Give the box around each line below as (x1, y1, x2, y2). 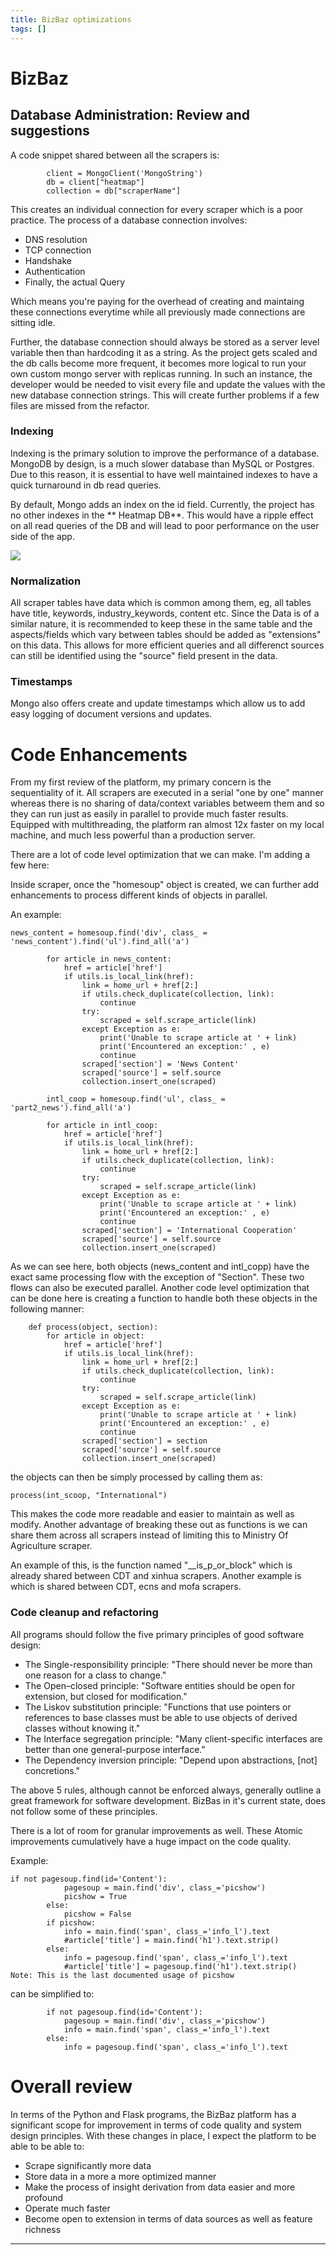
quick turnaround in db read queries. (10, 479, 162, 491)
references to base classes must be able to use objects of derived (24, 1711, 298, 1723)
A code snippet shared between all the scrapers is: (10, 149, 220, 161)
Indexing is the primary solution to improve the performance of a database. (10, 447, 320, 459)
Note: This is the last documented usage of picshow (10, 1970, 235, 1980)
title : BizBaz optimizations (10, 14, 132, 25)
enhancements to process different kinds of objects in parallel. (10, 889, 268, 901)
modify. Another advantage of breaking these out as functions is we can (10, 1519, 308, 1531)
